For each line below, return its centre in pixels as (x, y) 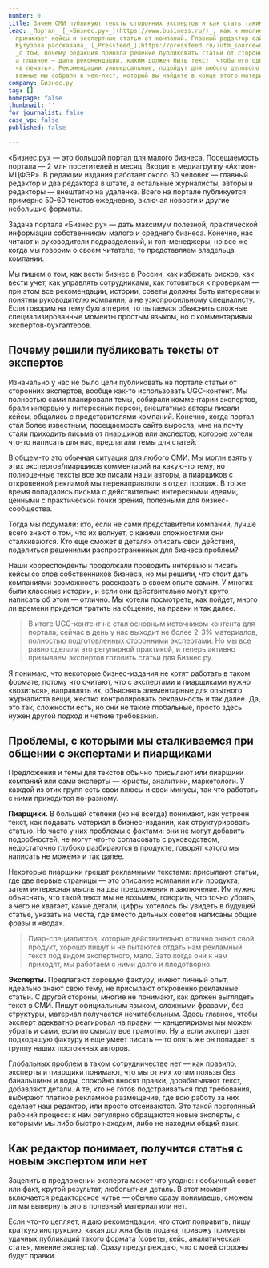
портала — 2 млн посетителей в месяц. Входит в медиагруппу (116, 166)
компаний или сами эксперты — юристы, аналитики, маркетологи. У (126, 781)
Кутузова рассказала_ (52, 46)
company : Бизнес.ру (41, 83)
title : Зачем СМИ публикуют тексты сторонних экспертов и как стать (125, 23)
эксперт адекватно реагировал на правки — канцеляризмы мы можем (130, 1022)
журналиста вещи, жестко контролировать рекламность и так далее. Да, (134, 698)
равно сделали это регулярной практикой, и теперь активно (132, 649)
